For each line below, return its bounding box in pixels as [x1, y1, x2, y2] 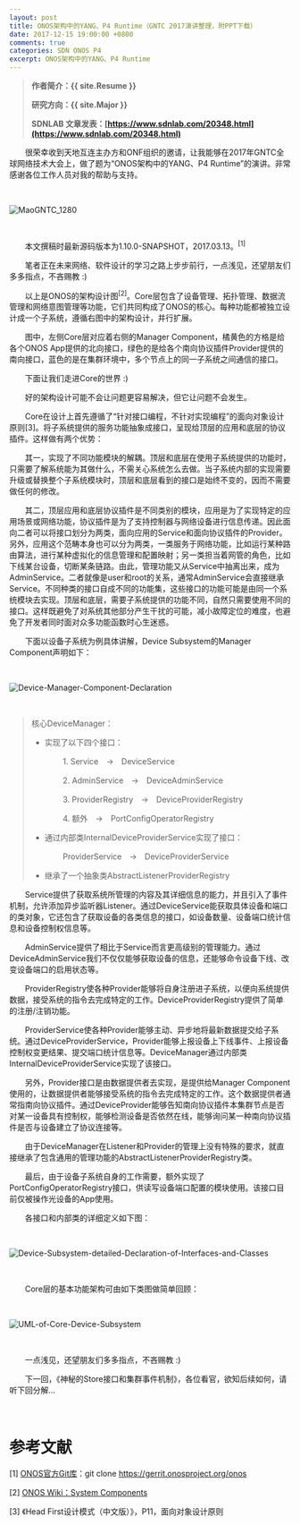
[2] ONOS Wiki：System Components [9, 1487, 148, 1498]
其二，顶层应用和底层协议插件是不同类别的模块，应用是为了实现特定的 [24, 505, 283, 515]
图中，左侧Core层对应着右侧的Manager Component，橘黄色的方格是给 [24, 332, 286, 343]
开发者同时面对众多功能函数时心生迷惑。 [24, 617, 174, 627]
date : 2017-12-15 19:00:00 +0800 [9, 30, 134, 38]
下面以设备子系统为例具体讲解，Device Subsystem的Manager [24, 636, 252, 647]
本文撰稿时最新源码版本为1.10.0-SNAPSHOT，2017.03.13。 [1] [24, 239, 246, 251]
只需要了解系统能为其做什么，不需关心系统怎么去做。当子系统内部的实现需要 [9, 464, 291, 474]
